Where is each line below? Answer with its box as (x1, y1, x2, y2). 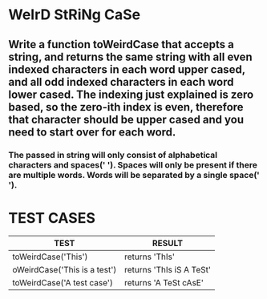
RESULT (152, 238, 183, 249)
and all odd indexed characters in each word (8, 75, 234, 89)
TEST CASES (8, 208, 96, 227)
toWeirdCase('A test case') (12, 277, 114, 289)
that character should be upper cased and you (8, 112, 245, 126)
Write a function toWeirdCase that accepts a (8, 38, 235, 51)
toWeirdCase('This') (12, 251, 88, 262)
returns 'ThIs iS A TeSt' (123, 265, 211, 276)
